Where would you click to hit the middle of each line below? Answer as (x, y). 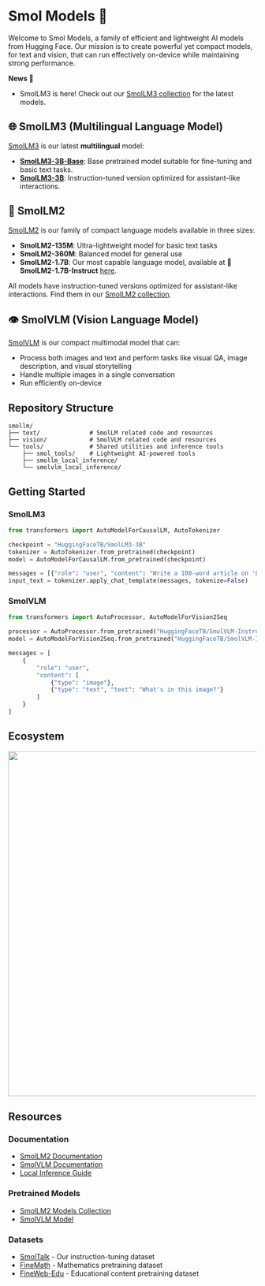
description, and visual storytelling (76, 367)
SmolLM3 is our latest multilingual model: (76, 146)
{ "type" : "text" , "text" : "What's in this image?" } (137, 690)
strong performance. (42, 63)
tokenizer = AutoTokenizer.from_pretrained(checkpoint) (102, 552)
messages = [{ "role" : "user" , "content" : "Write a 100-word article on (128, 574)
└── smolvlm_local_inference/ (72, 468)
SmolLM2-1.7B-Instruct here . (68, 270)
